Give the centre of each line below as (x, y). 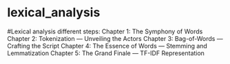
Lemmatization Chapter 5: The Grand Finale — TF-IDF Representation (106, 53)
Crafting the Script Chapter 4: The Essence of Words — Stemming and (107, 46)
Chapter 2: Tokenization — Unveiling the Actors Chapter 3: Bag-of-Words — (115, 38)
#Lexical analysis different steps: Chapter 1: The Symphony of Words (105, 31)
